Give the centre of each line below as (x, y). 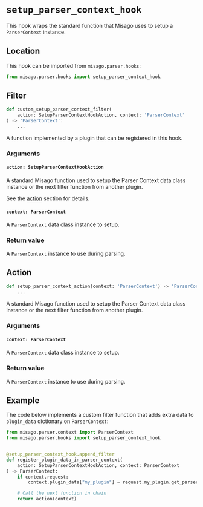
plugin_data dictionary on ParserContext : (57, 421)
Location (23, 51)
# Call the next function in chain (62, 493)
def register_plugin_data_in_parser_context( (64, 460)
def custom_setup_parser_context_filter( (59, 110)
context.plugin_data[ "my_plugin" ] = (74, 482)
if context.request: (43, 477)
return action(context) (47, 499)
